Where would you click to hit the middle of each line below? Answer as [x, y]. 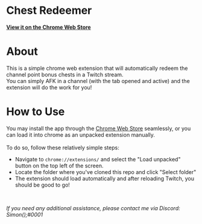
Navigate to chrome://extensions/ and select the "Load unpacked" [98, 159]
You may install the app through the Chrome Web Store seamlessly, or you [99, 128]
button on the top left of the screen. [59, 166]
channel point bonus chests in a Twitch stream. [65, 74]
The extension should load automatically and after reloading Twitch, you [105, 178]
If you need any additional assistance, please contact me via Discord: [93, 208]
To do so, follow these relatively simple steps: [63, 148]
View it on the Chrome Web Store [49, 27]
